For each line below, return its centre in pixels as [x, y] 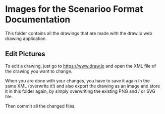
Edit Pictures [25, 54]
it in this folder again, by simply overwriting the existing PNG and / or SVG [80, 91]
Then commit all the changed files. [40, 106]
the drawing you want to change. [39, 71]
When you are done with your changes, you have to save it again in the [78, 80]
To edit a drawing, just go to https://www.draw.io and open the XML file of [81, 66]
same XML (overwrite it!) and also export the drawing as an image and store [82, 86]
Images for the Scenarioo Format [74, 9]
